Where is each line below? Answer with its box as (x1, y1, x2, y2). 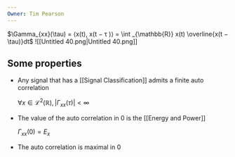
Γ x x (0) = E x (17, 127, 51, 137)
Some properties (7, 58, 82, 70)
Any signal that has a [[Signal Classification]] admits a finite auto (17, 76, 204, 84)
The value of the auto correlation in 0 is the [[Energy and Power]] (17, 113, 206, 122)
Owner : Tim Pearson (7, 10, 65, 18)
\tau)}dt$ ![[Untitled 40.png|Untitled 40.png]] (7, 37, 138, 46)
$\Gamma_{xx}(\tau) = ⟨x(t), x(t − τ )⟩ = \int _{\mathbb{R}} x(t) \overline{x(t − (7, 30, 229, 38)
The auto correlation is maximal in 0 (17, 142, 121, 151)
